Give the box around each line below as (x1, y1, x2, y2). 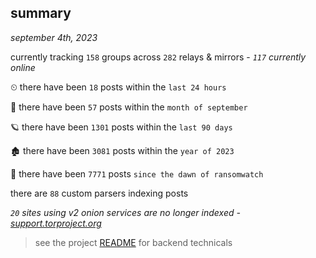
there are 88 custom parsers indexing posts (10, 187, 189, 199)
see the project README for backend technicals (34, 236, 233, 248)
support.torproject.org (10, 217, 102, 229)
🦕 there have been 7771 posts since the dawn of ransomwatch (10, 167, 264, 180)
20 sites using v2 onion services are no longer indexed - (10, 206, 241, 218)
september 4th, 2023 (10, 31, 98, 43)
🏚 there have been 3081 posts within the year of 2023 (10, 144, 235, 156)
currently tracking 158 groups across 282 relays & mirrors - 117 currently (10, 51, 307, 63)
